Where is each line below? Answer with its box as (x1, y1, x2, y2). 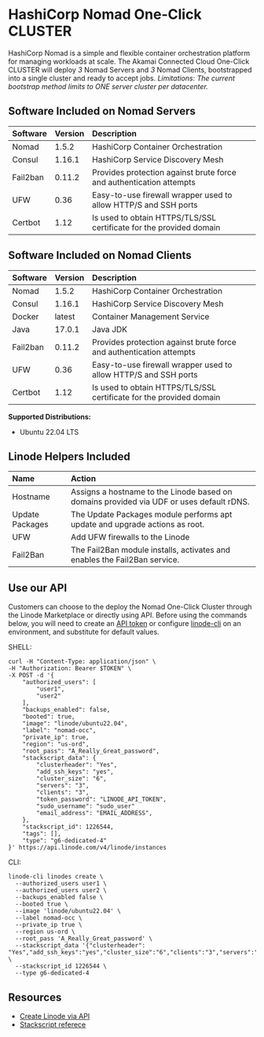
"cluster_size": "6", (36, 775, 108, 783)
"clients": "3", (36, 789, 90, 797)
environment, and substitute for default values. (8, 628, 159, 637)
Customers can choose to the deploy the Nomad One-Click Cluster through (8, 602, 253, 612)
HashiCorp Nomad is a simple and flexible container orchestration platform (8, 48, 251, 57)
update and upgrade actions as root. (70, 519, 205, 530)
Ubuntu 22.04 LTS (19, 427, 79, 436)
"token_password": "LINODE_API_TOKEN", (36, 795, 167, 804)
